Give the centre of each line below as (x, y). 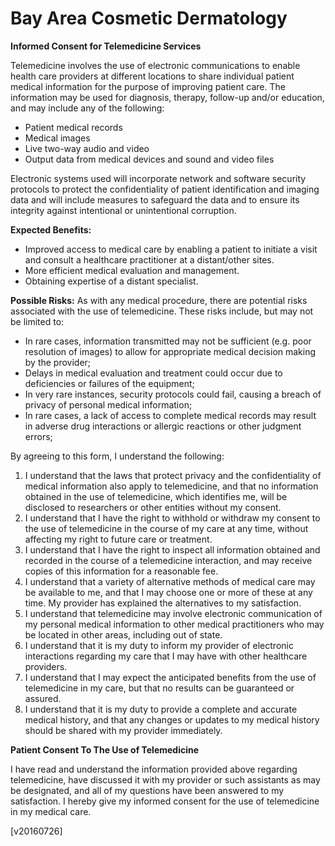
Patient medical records (73, 127)
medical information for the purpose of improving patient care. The (148, 86)
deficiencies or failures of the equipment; (109, 383)
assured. (43, 698)
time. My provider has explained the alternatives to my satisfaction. (163, 603)
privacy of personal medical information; (108, 404)
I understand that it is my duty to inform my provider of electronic (159, 645)
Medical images (57, 138)
